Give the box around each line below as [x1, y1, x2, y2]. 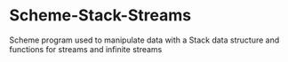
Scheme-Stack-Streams [9, 5, 192, 26]
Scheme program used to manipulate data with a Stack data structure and [9, 35, 280, 45]
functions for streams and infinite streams [9, 43, 163, 54]
